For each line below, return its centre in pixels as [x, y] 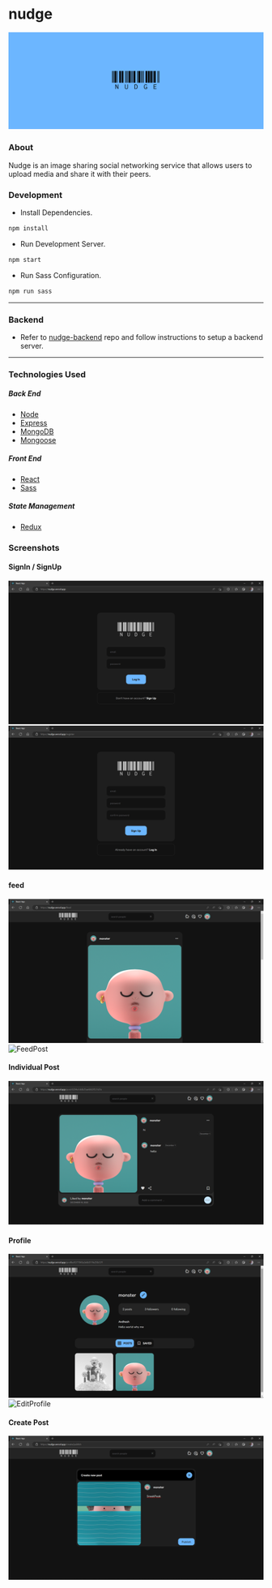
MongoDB [37, 431]
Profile [20, 1240]
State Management [42, 506]
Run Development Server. [63, 243]
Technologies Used [47, 374]
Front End [25, 458]
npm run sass [30, 291]
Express [34, 423]
